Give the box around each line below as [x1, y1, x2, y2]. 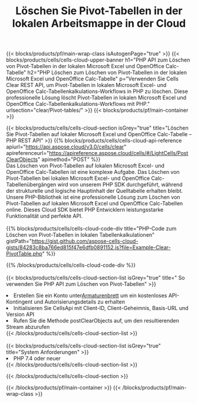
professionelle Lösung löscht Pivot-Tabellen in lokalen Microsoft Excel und [6, 94, 187, 101]
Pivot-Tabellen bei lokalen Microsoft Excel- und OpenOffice [6, 175, 150, 182]
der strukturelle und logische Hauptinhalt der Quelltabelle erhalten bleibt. [6, 188, 183, 195]
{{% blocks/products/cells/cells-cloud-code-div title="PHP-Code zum [6, 225, 177, 232]
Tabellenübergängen [6, 181, 57, 188]
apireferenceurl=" [6, 150, 49, 157]
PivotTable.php [6, 250, 42, 257]
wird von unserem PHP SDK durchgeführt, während [57, 181, 183, 188]
